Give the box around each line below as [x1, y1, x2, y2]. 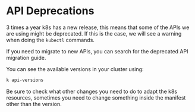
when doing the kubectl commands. [6, 36, 95, 43]
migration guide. [6, 54, 46, 61]
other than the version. [6, 100, 62, 107]
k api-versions [6, 77, 44, 83]
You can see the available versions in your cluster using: [6, 65, 144, 72]
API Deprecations [6, 4, 95, 18]
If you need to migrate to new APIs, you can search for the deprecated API [6, 47, 188, 55]
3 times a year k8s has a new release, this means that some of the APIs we [6, 24, 190, 31]
